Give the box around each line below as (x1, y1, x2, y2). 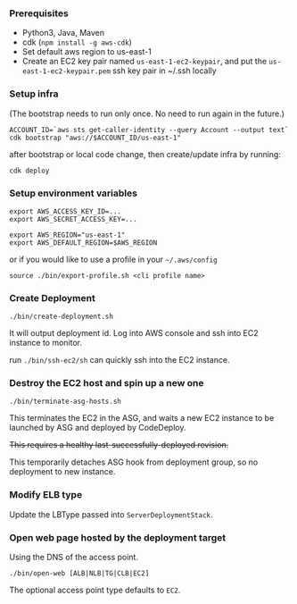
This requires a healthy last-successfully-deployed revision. (9, 440, 229, 450)
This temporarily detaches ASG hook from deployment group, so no (9, 457, 259, 467)
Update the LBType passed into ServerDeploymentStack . (9, 508, 213, 520)
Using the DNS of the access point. (9, 552, 138, 563)
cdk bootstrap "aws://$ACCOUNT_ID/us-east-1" (9, 133, 181, 142)
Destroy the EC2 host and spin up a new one (9, 377, 204, 390)
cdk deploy (9, 166, 50, 175)
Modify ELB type (9, 489, 83, 501)
